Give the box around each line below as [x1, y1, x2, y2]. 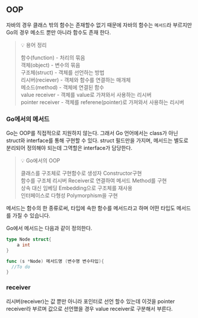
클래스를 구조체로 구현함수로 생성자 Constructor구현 [20, 169, 142, 177]
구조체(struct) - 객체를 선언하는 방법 [20, 68, 105, 76]
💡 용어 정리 [20, 41, 47, 48]
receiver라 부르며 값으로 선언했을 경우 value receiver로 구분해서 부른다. [6, 305, 173, 312]
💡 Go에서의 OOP [20, 157, 60, 164]
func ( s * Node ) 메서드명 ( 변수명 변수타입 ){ [6, 258, 104, 264]
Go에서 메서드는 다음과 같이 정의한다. [6, 225, 92, 232]
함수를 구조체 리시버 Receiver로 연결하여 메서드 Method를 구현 [20, 177, 167, 184]
